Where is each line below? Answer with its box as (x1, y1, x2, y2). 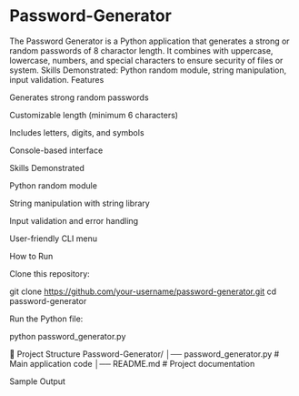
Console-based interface (9, 145, 104, 156)
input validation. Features (9, 74, 105, 85)
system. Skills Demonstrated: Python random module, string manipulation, (9, 65, 287, 76)
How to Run (9, 250, 54, 261)
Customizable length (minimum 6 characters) (9, 109, 179, 120)
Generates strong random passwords (9, 92, 149, 103)
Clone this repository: (9, 268, 91, 279)
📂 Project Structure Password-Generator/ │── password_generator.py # (9, 348, 280, 360)
